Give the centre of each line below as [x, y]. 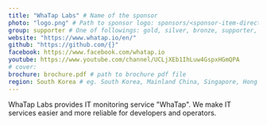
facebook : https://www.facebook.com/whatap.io [87, 52]
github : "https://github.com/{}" [64, 45]
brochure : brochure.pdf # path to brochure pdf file [97, 74]
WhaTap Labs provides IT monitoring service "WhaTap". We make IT [120, 104]
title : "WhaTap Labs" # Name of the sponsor [83, 15]
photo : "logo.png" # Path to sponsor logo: [81, 23]
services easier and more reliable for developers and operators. [112, 112]
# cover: [23, 67]
